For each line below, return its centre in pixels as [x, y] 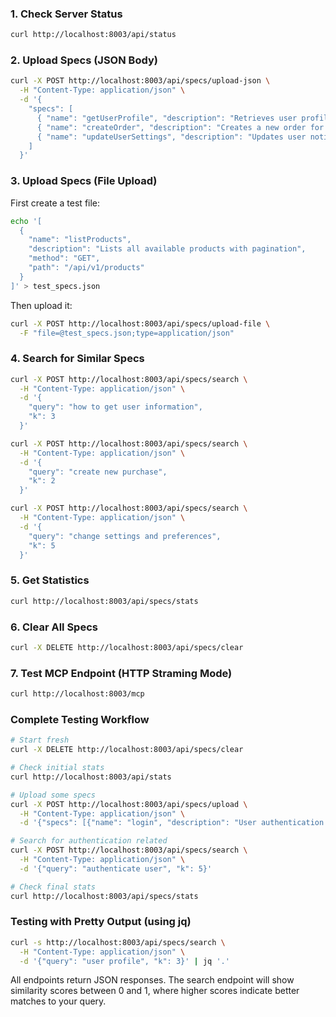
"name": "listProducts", [80, 240]
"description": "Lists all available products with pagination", [167, 249]
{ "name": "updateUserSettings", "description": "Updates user [171, 137]
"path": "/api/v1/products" [86, 268]
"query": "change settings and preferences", [125, 536]
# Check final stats [53, 887]
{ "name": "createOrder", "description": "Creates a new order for [180, 127]
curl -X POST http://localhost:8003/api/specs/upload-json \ [140, 81]
